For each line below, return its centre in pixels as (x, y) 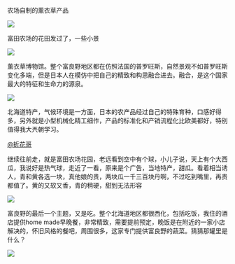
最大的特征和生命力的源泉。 (47, 84)
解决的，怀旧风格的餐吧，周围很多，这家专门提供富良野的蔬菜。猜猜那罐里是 (117, 231)
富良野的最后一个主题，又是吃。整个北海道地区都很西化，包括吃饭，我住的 (114, 213)
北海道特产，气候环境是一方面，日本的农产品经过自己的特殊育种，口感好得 (114, 112)
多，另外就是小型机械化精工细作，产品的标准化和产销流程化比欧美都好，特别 (117, 120)
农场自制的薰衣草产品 (38, 10)
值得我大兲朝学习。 (35, 129)
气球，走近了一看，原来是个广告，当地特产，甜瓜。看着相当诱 (139, 168)
